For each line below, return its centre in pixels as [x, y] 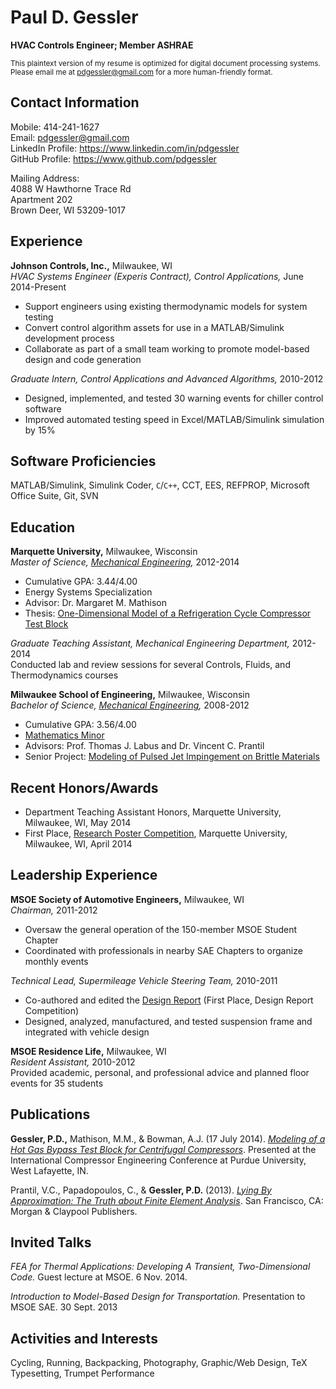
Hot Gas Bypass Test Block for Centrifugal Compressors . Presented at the [163, 1149]
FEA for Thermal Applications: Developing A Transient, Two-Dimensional [160, 1267]
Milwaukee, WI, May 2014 [78, 822]
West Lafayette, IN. [49, 1170]
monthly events [56, 961]
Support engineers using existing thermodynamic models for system [166, 306]
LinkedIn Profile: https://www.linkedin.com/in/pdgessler [125, 148]
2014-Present [38, 287]
